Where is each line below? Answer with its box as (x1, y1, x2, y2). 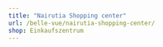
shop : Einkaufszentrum (8, 26, 84, 34)
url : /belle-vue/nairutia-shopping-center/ (8, 19, 156, 27)
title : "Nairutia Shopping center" (8, 11, 127, 20)
